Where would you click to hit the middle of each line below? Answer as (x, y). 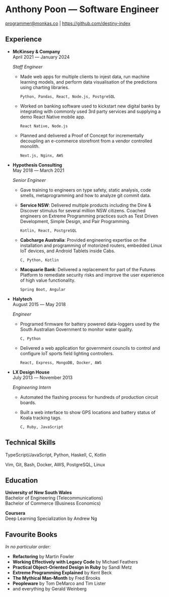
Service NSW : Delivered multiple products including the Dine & (86, 205)
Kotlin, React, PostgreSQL (48, 231)
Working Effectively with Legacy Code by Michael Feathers (75, 562)
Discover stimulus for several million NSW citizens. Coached (83, 210)
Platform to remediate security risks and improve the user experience (92, 275)
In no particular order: (28, 547)
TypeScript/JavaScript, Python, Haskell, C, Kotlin (56, 455)
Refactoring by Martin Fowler (43, 556)
